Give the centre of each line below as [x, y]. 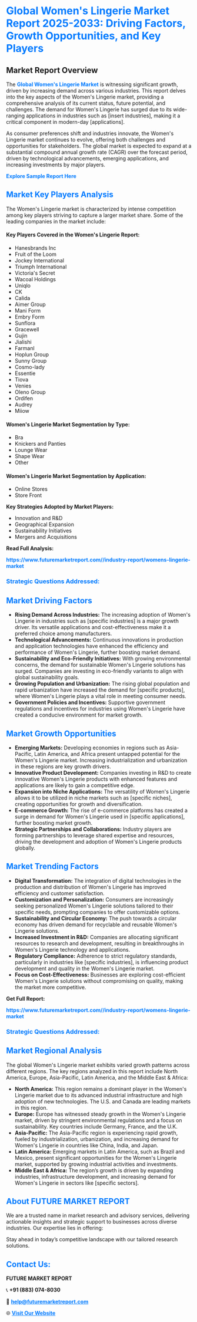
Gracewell [27, 330]
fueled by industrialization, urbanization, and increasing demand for [97, 1139]
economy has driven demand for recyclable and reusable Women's [96, 925]
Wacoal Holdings [35, 279]
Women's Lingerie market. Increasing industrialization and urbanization [101, 760]
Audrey [24, 405]
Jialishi [23, 342]
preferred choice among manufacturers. [63, 634]
